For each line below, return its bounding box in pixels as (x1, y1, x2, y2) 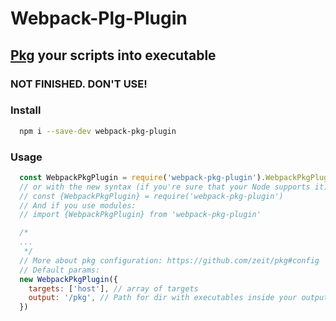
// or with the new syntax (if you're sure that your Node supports (19, 182, 311, 192)
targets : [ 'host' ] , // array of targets (28, 283, 199, 294)
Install (10, 103, 42, 117)
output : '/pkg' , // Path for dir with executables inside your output (28, 293, 329, 303)
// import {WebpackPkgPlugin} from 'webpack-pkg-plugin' (19, 210, 262, 220)
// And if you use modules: (19, 200, 137, 211)
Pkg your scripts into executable (10, 47, 217, 64)
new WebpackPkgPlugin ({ (19, 274, 118, 284)
